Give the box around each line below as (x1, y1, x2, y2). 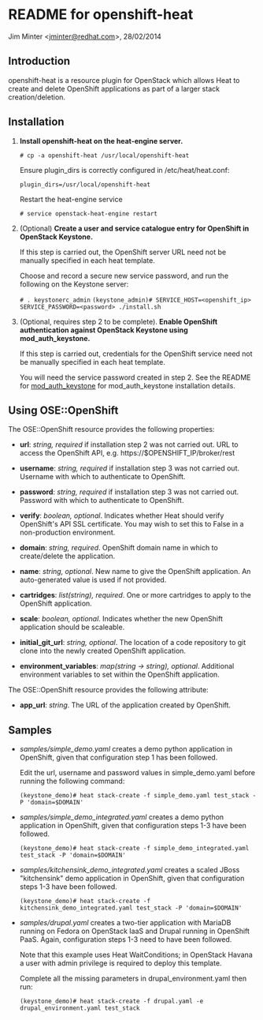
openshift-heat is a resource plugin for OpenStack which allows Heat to (8, 75, 240, 84)
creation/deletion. (8, 92, 65, 102)
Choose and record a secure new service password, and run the (19, 271, 229, 280)
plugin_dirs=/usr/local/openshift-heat (19, 180, 151, 189)
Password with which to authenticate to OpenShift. (19, 496, 184, 505)
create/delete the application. (19, 551, 116, 561)
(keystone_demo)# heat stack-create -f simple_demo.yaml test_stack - (19, 792, 257, 800)
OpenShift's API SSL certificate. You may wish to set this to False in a (19, 519, 244, 529)
